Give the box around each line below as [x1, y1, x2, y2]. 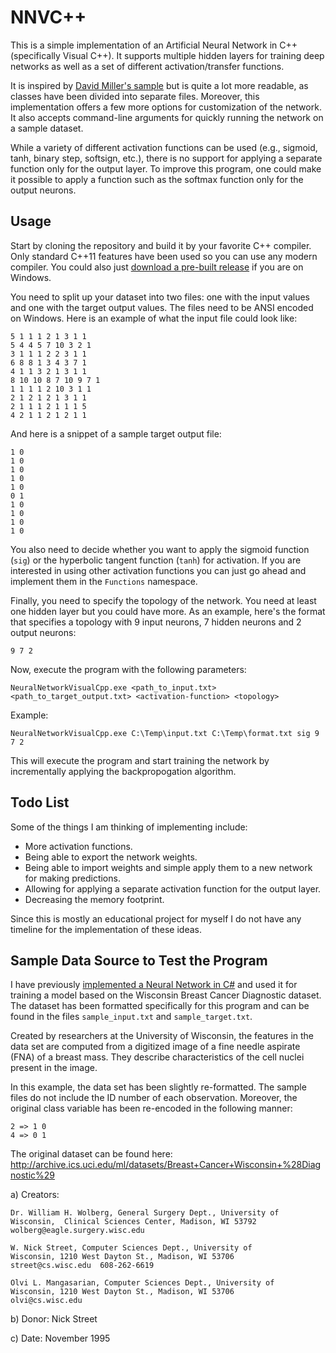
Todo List [10, 794, 70, 811]
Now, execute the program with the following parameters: [10, 663, 247, 675]
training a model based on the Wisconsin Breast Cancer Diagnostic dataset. [10, 989, 322, 1001]
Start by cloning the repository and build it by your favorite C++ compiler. [10, 239, 312, 251]
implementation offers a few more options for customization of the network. [10, 101, 322, 113]
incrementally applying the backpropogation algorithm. [10, 765, 237, 777]
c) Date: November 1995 [10, 1332, 111, 1345]
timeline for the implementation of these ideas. [10, 923, 203, 935]
